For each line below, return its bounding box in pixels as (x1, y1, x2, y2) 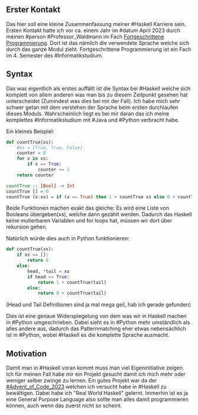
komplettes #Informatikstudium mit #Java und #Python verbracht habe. (6, 116, 180, 123)
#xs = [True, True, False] (16, 144, 83, 150)
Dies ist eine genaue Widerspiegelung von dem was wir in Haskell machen (6, 313, 187, 320)
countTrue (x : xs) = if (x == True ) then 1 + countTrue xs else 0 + (6, 194, 176, 200)
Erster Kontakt (6, 5, 61, 15)
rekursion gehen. (6, 223, 48, 230)
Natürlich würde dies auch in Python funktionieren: (6, 235, 130, 242)
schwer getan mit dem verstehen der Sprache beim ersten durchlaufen (6, 104, 179, 111)
